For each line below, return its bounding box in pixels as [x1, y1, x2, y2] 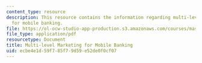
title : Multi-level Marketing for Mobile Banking [6, 43, 133, 49]
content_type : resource [6, 8, 66, 15]
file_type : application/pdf [6, 31, 77, 37]
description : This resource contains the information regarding [6, 14, 171, 20]
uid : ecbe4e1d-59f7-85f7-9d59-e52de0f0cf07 [6, 48, 117, 54]
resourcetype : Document [6, 37, 66, 43]
